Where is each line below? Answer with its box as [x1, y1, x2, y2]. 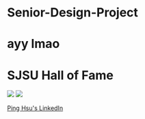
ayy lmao [7, 36, 60, 52]
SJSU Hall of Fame [7, 67, 114, 83]
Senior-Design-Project [7, 5, 139, 21]
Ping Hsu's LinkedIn [7, 104, 64, 112]
